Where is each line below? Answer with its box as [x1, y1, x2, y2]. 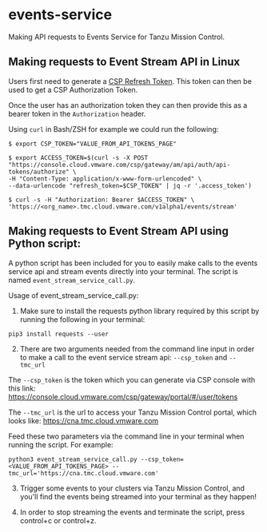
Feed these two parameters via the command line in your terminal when [8, 431, 245, 441]
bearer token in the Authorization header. [8, 109, 146, 118]
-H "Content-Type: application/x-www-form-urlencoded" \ [8, 174, 202, 183]
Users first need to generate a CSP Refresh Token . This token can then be [8, 76, 252, 85]
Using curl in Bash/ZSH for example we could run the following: [8, 124, 219, 133]
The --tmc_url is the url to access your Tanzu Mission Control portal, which [8, 407, 257, 417]
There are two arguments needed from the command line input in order [19, 343, 255, 353]
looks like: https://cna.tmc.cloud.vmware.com [8, 415, 159, 425]
